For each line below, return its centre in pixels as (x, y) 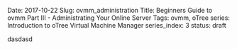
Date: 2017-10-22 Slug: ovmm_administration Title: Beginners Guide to (110, 10)
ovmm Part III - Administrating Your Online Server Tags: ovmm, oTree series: (119, 18)
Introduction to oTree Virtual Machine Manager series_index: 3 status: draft (117, 25)
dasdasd (20, 39)
